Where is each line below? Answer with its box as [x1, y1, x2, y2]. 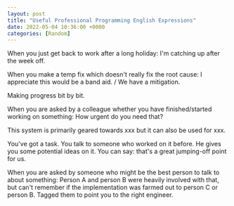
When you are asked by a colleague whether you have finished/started [7, 105, 212, 113]
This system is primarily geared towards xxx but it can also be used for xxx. [7, 126, 226, 134]
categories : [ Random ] [7, 30, 71, 37]
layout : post [7, 10, 46, 18]
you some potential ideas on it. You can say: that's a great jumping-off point [7, 147, 227, 155]
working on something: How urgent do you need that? [7, 112, 164, 121]
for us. [7, 155, 27, 163]
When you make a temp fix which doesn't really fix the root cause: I [7, 70, 202, 79]
